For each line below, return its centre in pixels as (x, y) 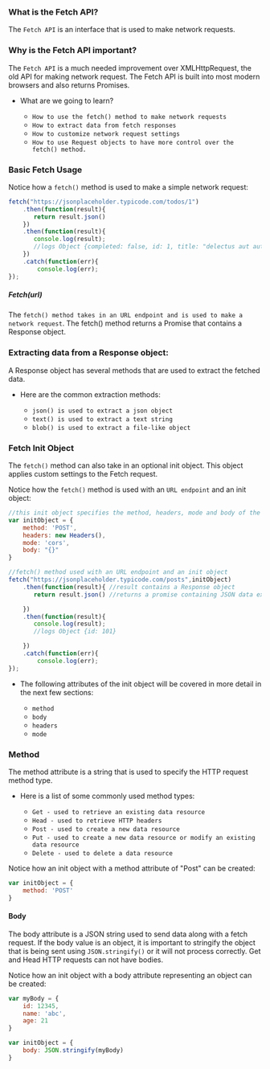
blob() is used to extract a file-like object (111, 428)
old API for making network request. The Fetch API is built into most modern (134, 76)
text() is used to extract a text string (102, 419)
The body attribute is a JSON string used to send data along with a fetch (128, 934)
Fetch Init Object (41, 448)
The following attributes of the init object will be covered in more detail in (141, 684)
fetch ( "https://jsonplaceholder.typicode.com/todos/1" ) (104, 202)
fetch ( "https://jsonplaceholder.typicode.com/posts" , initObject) (120, 580)
